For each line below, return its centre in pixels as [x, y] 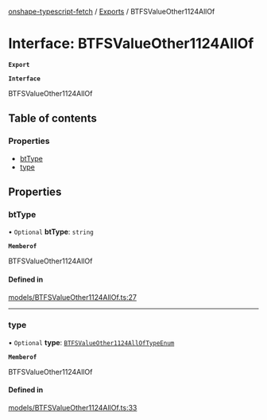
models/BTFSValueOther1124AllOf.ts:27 [73, 297]
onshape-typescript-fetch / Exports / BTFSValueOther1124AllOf [112, 12]
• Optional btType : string [51, 232]
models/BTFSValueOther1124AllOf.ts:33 [73, 408]
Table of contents [52, 119]
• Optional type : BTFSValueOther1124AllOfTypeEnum [91, 342]
